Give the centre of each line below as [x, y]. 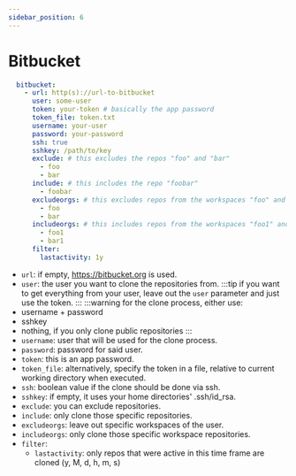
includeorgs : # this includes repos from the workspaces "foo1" [152, 225]
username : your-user [69, 126]
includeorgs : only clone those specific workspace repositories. [136, 434]
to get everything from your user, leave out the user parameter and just [150, 293]
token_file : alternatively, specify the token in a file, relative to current [148, 368]
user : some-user [61, 101]
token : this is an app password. [77, 358]
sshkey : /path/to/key [72, 150]
